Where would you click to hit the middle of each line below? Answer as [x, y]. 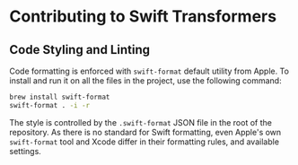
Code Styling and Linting [80, 50]
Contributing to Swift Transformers [143, 17]
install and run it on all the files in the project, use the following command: [145, 81]
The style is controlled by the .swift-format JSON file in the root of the [140, 122]
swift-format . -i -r [50, 105]
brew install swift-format [60, 97]
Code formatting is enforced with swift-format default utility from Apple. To [149, 71]
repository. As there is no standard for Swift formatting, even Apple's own [145, 132]
